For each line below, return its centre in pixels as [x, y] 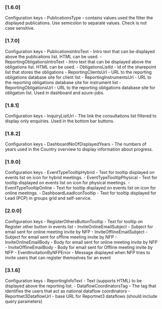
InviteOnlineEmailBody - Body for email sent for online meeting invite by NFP [81, 242]
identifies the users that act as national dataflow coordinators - [68, 291]
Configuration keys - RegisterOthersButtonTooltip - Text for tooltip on [74, 221]
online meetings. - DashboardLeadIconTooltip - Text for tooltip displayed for [81, 193]
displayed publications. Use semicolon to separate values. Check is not [76, 23]
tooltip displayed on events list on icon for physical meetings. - [67, 183]
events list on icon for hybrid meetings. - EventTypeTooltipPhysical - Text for [81, 178]
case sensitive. [20, 28]
